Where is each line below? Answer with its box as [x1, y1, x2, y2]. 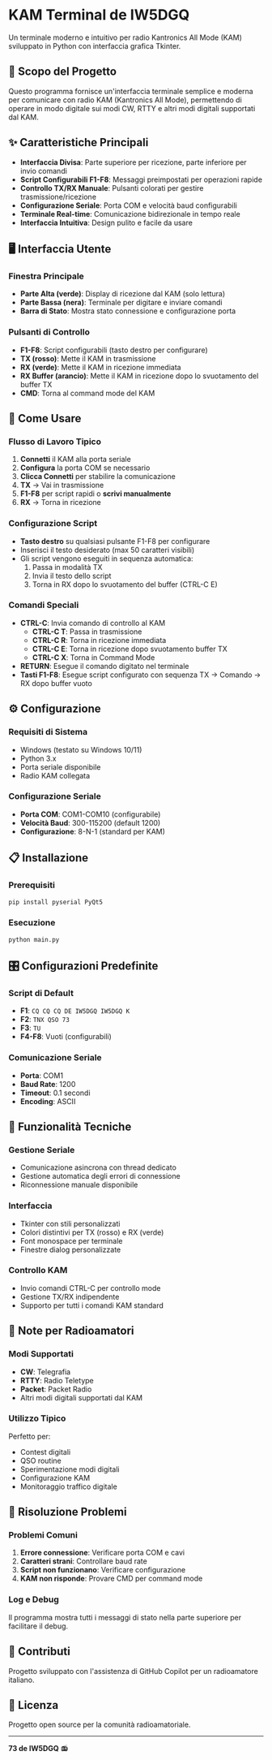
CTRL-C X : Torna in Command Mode [32, 652, 155, 662]
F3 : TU [19, 1023, 41, 1033]
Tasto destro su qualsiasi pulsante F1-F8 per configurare [19, 536, 210, 546]
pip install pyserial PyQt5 [8, 898, 104, 906]
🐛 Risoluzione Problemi [8, 1505, 127, 1519]
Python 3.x [19, 753, 57, 763]
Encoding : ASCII [19, 1096, 76, 1106]
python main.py [8, 935, 60, 943]
